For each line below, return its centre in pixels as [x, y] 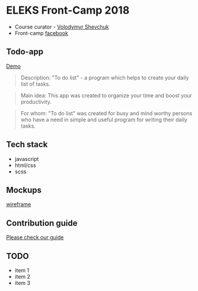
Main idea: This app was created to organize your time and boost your [106, 95]
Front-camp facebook [41, 33]
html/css [25, 165]
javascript [27, 159]
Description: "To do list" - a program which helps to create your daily [105, 77]
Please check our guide [35, 238]
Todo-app [25, 52]
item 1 [22, 270]
